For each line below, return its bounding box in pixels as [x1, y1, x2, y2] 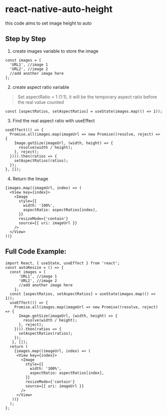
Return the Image [12, 176, 49, 182]
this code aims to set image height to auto [5, 20, 92, 26]
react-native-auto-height [5, 4, 113, 15]
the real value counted [17, 99, 64, 105]
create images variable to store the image [12, 48, 99, 54]
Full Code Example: [5, 247, 67, 256]
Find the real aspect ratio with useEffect [12, 117, 95, 123]
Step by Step [5, 35, 46, 43]
